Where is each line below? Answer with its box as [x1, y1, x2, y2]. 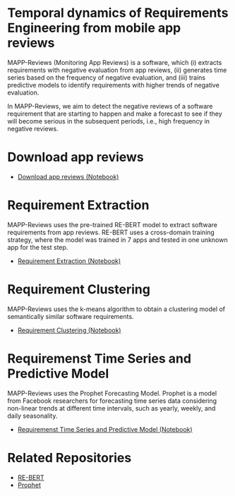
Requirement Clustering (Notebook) [17, 326, 121, 334]
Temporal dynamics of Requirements [7, 5, 229, 21]
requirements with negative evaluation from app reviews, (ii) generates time [7, 66, 227, 74]
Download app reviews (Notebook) [17, 172, 119, 181]
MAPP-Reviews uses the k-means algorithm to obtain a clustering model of [7, 305, 226, 313]
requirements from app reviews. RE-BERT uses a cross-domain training [7, 228, 215, 236]
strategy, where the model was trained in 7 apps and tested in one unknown [7, 235, 228, 244]
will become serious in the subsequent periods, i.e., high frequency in [7, 116, 210, 125]
